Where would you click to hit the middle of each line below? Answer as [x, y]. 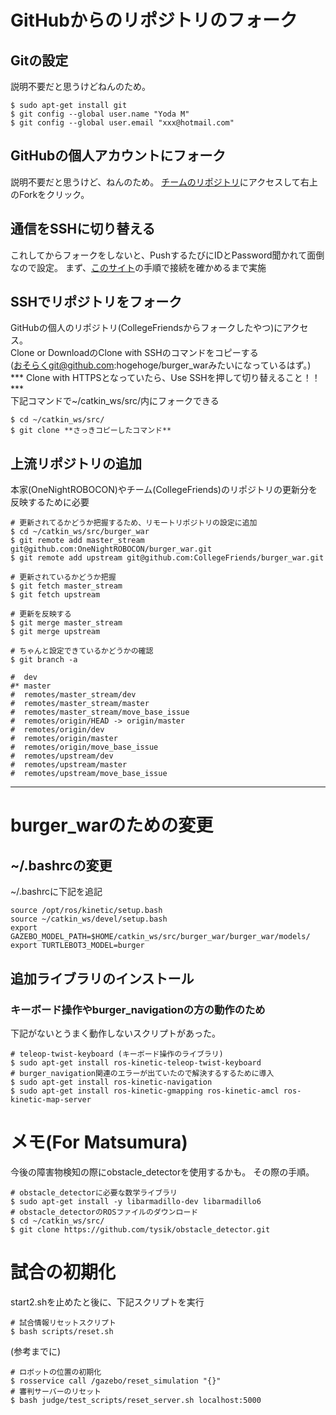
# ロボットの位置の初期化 [56, 1372]
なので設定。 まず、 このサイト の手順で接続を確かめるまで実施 [138, 267]
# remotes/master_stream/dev [73, 695]
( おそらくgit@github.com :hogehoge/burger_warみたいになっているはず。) [161, 365]
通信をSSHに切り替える [83, 229]
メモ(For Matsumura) [99, 1142]
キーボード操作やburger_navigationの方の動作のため [138, 1009]
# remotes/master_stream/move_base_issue [100, 712]
